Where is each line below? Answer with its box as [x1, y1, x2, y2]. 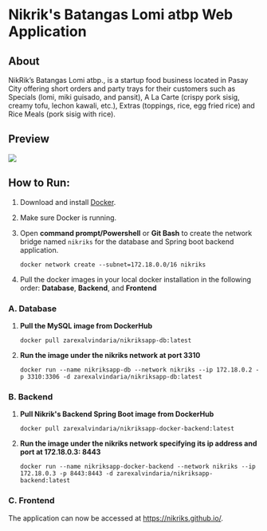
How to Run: [8, 176, 70, 190]
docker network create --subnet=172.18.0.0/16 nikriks [19, 261, 206, 269]
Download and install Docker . [19, 197, 116, 206]
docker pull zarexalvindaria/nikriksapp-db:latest [19, 336, 192, 344]
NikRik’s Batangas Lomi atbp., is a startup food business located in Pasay [8, 76, 249, 85]
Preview [8, 132, 50, 146]
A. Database [8, 303, 57, 314]
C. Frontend [8, 495, 55, 506]
